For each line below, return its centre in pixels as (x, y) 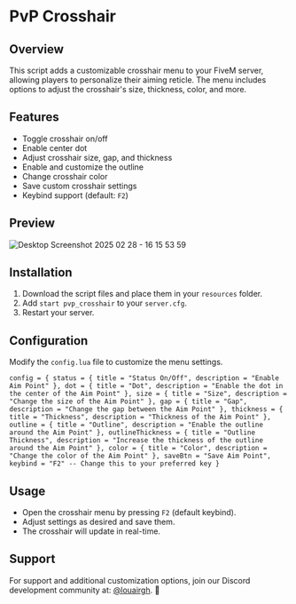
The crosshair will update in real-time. (91, 531)
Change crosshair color (65, 176)
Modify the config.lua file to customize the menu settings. (116, 362)
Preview (32, 223)
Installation (41, 273)
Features (34, 117)
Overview (37, 49)
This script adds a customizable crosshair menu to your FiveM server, (136, 70)
